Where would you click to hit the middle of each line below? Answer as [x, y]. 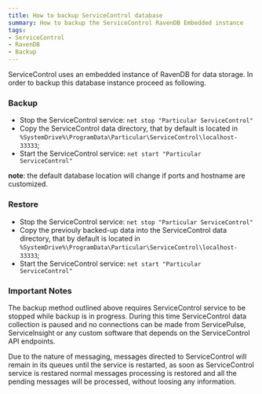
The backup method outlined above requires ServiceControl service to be [127, 307]
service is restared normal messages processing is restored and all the [122, 373]
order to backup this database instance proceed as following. [107, 83]
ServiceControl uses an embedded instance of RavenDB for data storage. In [131, 74]
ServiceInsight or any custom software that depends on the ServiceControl [129, 333]
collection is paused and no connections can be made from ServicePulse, [127, 324]
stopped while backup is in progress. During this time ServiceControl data [127, 316]
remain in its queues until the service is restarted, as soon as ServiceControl [131, 365]
